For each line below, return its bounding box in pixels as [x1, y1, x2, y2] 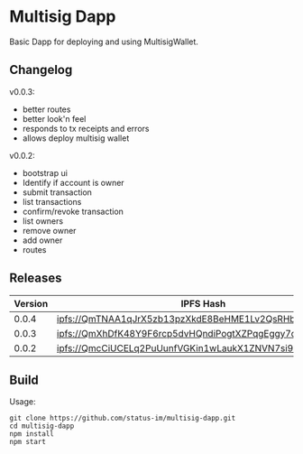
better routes [22, 104, 71, 115]
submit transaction [22, 187, 93, 198]
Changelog [9, 62, 73, 78]
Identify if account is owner [22, 177, 124, 188]
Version [14, 297, 49, 310]
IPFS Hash [180, 297, 226, 310]
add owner [22, 235, 63, 246]
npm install [9, 430, 54, 439]
